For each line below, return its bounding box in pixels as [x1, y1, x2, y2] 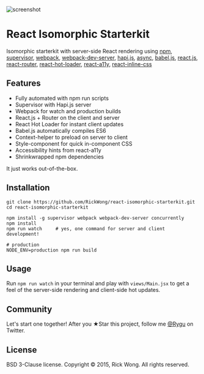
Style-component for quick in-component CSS [15, 140, 133, 147]
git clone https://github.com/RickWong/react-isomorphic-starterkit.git [6, 199, 195, 205]
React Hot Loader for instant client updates [15, 120, 124, 128]
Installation [6, 182, 50, 193]
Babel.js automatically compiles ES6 [15, 127, 106, 134]
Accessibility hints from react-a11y [15, 146, 102, 154]
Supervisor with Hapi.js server [15, 101, 92, 108]
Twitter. [6, 327, 26, 334]
